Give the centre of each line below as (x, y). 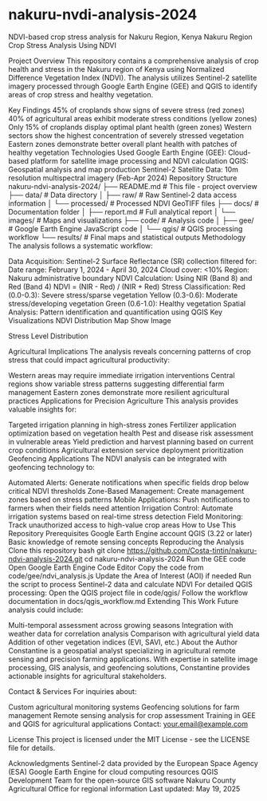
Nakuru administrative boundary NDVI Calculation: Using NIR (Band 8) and (130, 278)
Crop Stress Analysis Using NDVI (63, 45)
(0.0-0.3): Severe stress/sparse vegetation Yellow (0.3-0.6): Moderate (123, 295)
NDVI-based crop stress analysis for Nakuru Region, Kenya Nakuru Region (130, 37)
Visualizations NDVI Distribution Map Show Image (90, 320)
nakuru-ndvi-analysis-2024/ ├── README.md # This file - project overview (133, 186)
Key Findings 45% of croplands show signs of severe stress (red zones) (127, 110)
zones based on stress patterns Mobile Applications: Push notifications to (129, 499)
